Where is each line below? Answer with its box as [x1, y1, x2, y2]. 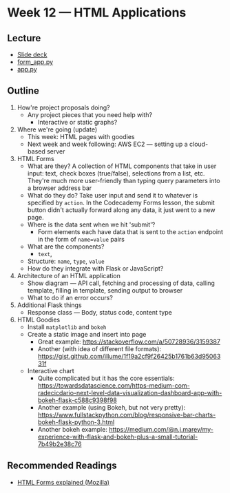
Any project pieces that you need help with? [27, 110, 153, 118]
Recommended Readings [7, 460, 117, 472]
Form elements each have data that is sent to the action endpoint [37, 227, 224, 235]
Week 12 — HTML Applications [7, 5, 187, 21]
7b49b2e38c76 [37, 439, 82, 448]
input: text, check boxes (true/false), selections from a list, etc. [27, 169, 205, 177]
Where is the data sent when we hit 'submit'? [27, 220, 156, 229]
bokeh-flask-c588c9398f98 [37, 396, 117, 404]
